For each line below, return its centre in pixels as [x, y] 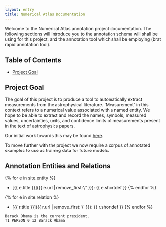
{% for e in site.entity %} [30, 178]
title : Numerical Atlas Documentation [45, 14]
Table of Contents [33, 60]
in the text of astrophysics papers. [40, 126]
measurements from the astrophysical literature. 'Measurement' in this [77, 105]
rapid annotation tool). [28, 44]
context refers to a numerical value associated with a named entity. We [78, 110]
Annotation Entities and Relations [58, 166]
